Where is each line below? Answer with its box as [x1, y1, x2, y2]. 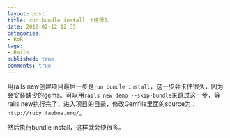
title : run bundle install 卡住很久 [7, 17, 109, 24]
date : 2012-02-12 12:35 [7, 23, 77, 30]
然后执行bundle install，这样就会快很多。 [7, 123, 125, 131]
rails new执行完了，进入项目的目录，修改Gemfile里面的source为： [7, 99, 197, 108]
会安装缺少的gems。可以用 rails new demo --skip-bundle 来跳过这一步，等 [7, 91, 221, 99]
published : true [7, 56, 54, 63]
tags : [7, 43, 23, 49]
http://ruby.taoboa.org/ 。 [7, 108, 86, 116]
